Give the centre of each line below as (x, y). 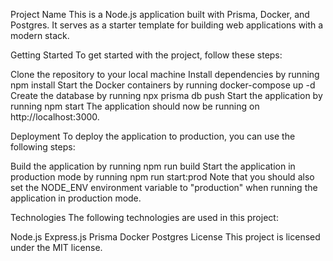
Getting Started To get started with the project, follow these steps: (146, 55)
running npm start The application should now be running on (135, 106)
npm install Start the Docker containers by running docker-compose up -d (163, 85)
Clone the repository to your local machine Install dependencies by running (165, 74)
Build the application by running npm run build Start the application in (153, 166)
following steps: (43, 147)
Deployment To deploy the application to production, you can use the (153, 136)
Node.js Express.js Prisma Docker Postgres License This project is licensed (165, 237)
